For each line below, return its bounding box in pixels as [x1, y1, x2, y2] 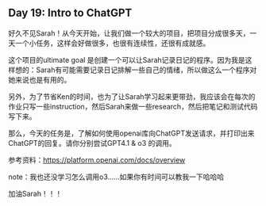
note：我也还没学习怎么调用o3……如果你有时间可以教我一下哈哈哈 [8, 172, 225, 181]
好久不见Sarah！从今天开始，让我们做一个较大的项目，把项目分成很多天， [8, 28, 250, 38]
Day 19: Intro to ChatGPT [8, 6, 133, 20]
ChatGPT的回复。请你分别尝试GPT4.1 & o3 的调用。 [8, 138, 176, 147]
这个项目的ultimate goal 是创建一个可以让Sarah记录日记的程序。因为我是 [8, 55, 246, 64]
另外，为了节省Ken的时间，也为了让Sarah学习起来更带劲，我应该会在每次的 [8, 91, 256, 101]
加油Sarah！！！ [8, 189, 63, 198]
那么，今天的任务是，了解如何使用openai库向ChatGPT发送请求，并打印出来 [8, 128, 256, 138]
